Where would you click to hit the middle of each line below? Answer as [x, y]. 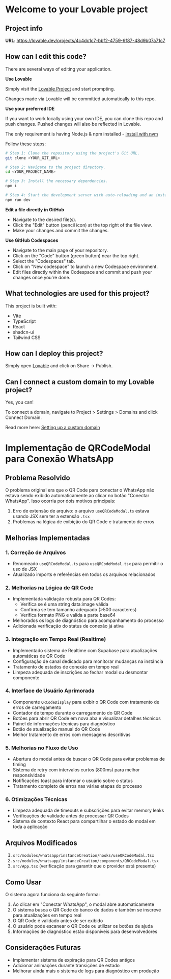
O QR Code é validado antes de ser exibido [58, 921]
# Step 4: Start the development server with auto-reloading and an [79, 195]
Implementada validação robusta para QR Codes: [64, 599]
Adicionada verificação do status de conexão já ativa [68, 626]
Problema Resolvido [38, 477]
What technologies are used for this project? [77, 293]
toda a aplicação [30, 827]
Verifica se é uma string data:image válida [64, 604]
